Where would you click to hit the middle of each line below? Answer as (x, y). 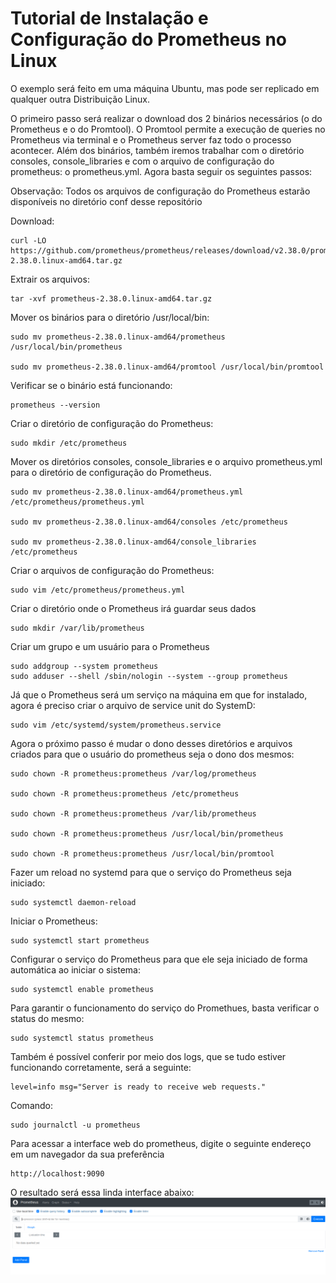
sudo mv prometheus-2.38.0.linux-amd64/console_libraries (133, 542)
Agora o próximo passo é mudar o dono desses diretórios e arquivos (151, 743)
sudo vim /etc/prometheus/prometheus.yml (98, 590)
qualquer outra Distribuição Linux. (80, 99)
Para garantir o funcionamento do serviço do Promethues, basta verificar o (165, 1008)
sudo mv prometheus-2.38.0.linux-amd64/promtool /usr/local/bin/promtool (167, 367)
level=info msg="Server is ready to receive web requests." (138, 1087)
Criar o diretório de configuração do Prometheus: (112, 423)
